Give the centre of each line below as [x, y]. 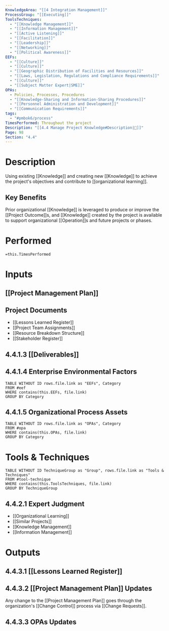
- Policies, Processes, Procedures [47, 95]
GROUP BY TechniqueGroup [31, 488]
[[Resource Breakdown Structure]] [48, 333]
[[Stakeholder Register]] [38, 339]
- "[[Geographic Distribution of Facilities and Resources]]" [77, 71]
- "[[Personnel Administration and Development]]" [64, 104]
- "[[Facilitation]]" [33, 38]
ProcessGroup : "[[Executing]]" [38, 15]
